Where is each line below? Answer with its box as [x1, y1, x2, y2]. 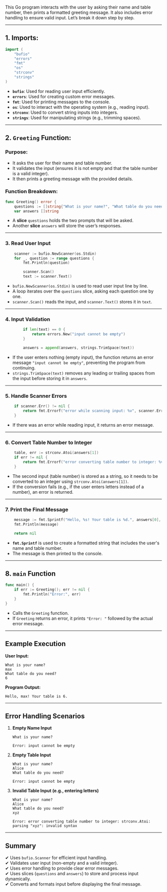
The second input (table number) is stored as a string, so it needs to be [12, 473, 158, 479]
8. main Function [5, 569, 56, 578]
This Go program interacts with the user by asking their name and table [5, 4, 151, 10]
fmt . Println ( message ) [14, 521, 59, 527]
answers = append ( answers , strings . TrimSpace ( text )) [23, 345, 135, 351]
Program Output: [5, 684, 41, 690]
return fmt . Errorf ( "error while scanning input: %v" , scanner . [23, 408, 157, 414]
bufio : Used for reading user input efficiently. [12, 88, 105, 94]
